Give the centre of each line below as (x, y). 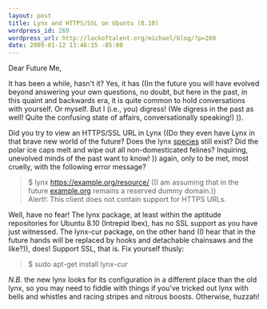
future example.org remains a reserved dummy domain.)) (122, 191)
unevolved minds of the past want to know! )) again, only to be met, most (129, 158)
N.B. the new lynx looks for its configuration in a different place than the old (133, 279)
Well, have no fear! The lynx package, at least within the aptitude (115, 215)
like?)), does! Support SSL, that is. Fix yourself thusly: (96, 249)
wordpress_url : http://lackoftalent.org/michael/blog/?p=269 (112, 38)
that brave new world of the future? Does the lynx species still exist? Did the (133, 141)
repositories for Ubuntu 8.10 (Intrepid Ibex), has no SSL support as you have (133, 224)
